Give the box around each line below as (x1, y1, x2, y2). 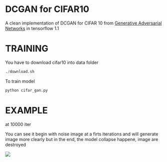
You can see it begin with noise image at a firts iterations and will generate (5, 131, 158, 137)
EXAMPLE (5, 104, 48, 116)
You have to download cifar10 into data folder (5, 59, 99, 65)
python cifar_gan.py (5, 87, 48, 93)
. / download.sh (5, 69, 35, 74)
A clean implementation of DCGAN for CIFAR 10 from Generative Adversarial (5, 20, 162, 26)
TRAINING (5, 43, 48, 54)
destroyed (5, 141, 26, 147)
